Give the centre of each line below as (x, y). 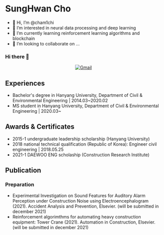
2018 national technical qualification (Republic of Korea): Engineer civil (84, 144)
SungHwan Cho (38, 9)
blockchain (24, 38)
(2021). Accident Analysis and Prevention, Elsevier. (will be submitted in (85, 206)
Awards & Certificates (40, 127)
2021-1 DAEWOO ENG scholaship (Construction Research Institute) (81, 155)
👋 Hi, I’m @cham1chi (33, 22)
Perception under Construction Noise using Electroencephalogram (81, 201)
